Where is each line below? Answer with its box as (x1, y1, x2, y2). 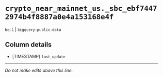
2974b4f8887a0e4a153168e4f (5, 13, 114, 22)
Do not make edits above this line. (5, 67, 73, 73)
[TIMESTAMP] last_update (12, 53, 65, 59)
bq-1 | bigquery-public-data (5, 26, 62, 32)
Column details (5, 41, 52, 49)
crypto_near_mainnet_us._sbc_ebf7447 (5, 4, 158, 13)
